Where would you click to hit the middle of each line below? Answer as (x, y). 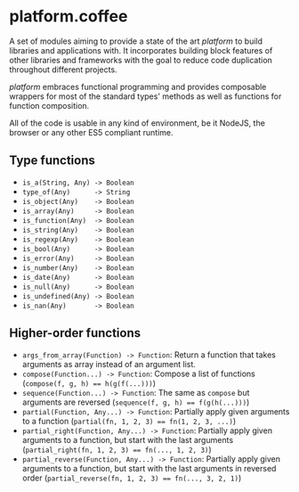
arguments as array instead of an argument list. (109, 364)
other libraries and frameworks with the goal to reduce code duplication (141, 60)
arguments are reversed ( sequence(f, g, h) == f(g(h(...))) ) (136, 402)
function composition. (49, 105)
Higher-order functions (75, 333)
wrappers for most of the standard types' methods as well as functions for (145, 96)
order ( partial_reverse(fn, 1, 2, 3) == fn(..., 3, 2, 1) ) (132, 478)
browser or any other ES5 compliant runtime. (91, 132)
